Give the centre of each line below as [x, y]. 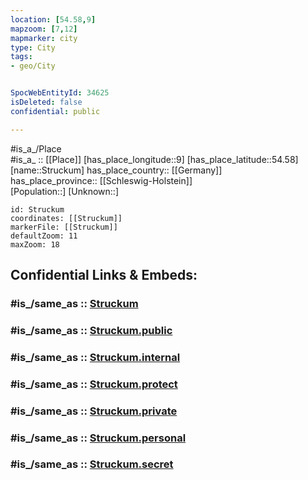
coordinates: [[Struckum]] [66, 218]
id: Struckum [37, 209]
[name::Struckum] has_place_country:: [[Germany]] [116, 170]
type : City [33, 47]
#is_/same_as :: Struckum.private [94, 411]
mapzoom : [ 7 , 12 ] [44, 29]
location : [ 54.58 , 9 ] [53, 19]
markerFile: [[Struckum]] [64, 227]
